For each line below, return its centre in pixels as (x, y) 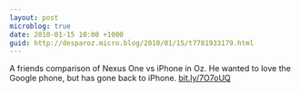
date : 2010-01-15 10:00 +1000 (67, 34)
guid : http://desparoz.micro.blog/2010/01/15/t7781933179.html (132, 43)
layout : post (34, 18)
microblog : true (40, 26)
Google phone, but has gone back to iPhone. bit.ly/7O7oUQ (120, 78)
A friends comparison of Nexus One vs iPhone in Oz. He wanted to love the (150, 69)
